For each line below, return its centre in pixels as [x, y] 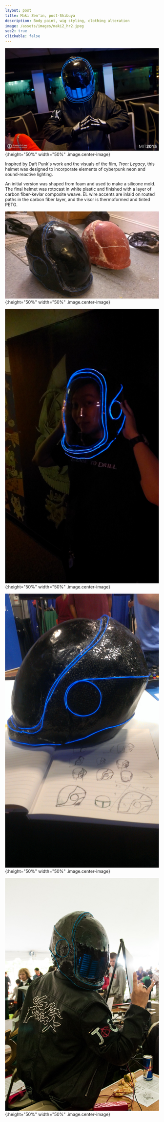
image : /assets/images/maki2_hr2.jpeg [44, 26]
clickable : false [23, 36]
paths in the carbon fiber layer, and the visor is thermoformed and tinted [78, 200]
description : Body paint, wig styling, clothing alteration [68, 21]
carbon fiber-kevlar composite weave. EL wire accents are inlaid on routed [80, 194]
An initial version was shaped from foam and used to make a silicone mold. [80, 184]
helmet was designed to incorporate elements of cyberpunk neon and [75, 169]
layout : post [18, 10]
